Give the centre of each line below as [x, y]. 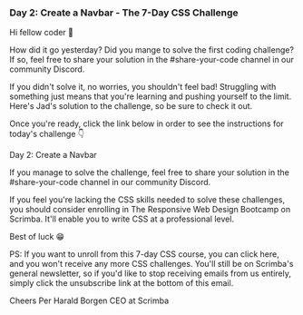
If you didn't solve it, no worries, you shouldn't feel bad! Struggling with [143, 87]
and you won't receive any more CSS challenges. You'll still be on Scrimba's [151, 264]
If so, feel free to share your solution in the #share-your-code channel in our [152, 60]
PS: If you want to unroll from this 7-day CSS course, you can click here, [144, 254]
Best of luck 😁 [37, 237]
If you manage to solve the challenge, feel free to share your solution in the [150, 172]
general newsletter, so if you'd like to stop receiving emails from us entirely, [151, 273]
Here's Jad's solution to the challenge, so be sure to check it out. [131, 106]
